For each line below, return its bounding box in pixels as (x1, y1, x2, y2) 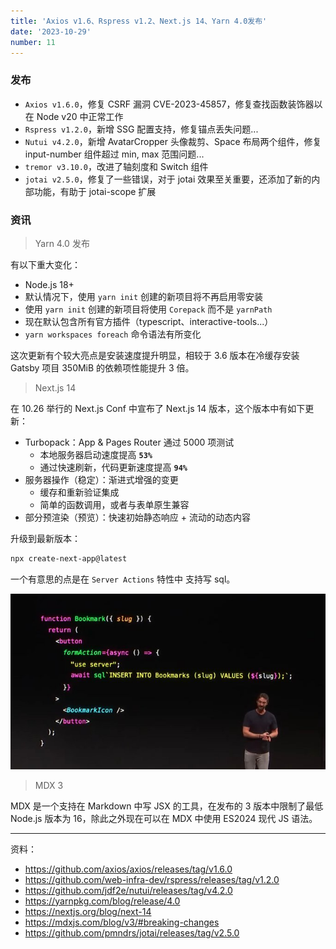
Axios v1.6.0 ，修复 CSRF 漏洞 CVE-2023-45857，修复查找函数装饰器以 (24, 98, 323, 110)
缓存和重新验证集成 (39, 486, 120, 498)
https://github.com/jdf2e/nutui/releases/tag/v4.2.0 (24, 884, 233, 896)
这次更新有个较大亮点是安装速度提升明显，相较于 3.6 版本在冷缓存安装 (10, 349, 300, 361)
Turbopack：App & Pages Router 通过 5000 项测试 (24, 436, 235, 448)
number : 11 (10, 37, 56, 47)
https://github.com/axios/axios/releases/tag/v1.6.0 (24, 863, 233, 875)
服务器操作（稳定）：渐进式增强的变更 (24, 473, 179, 485)
